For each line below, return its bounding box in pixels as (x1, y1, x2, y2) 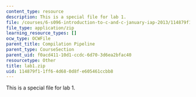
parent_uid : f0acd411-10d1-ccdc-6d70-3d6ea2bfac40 (6, 52, 132, 58)
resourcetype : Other (6, 57, 57, 63)
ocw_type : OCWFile (6, 36, 51, 41)
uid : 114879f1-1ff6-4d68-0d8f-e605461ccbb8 (6, 68, 114, 74)
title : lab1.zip (6, 63, 45, 69)
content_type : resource (6, 8, 64, 15)
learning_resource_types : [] (6, 30, 77, 36)
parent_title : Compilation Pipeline (6, 41, 95, 47)
